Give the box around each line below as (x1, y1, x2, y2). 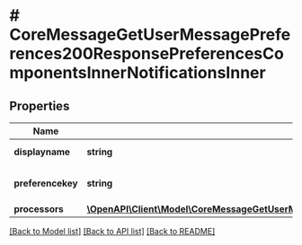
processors (13, 203, 65, 215)
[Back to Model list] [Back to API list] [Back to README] (9, 226, 216, 236)
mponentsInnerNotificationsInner (9, 63, 267, 83)
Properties (9, 98, 70, 113)
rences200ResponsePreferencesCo (9, 44, 285, 64)
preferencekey (13, 177, 78, 189)
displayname (13, 145, 70, 158)
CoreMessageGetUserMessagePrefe (9, 24, 291, 45)
